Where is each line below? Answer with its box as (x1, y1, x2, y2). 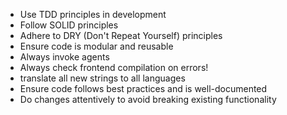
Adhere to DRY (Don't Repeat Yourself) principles (19, 30, 223, 41)
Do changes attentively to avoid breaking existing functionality (19, 94, 277, 105)
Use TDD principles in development (19, 9, 167, 20)
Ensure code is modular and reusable (19, 40, 174, 52)
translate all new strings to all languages (19, 72, 186, 84)
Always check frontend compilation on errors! (19, 62, 209, 73)
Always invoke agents (19, 51, 110, 63)
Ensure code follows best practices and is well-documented (19, 83, 268, 94)
